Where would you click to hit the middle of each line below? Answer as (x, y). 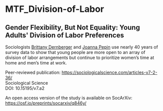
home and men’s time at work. (36, 63)
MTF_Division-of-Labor (55, 9)
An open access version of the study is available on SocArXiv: (69, 98)
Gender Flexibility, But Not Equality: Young (73, 28)
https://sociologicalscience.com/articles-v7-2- (109, 72)
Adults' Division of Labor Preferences (65, 35)
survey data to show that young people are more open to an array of (75, 52)
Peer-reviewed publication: (33, 72)
